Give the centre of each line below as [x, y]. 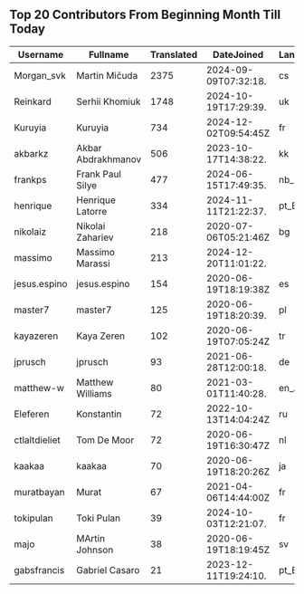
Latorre [92, 211]
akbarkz [31, 153]
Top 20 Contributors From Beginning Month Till [145, 15]
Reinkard [33, 101]
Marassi [93, 263]
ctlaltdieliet [37, 440]
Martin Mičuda [107, 75]
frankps [30, 179]
